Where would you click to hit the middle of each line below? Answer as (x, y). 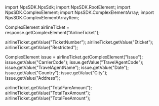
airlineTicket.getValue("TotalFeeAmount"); (48, 98)
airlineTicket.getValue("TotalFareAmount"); (49, 88)
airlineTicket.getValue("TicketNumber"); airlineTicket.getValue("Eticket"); (79, 42)
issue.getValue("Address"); (33, 78)
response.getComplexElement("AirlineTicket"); (52, 32)
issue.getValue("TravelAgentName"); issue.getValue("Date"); (67, 67)
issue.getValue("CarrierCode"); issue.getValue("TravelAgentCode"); (74, 62)
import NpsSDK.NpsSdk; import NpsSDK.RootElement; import (68, 7)
